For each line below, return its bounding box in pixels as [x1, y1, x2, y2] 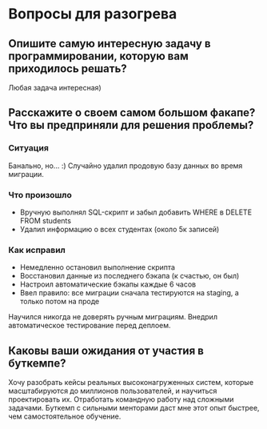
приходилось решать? [8, 62, 128, 75]
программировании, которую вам [8, 49, 189, 62]
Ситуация [8, 142, 50, 154]
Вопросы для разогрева [8, 5, 177, 23]
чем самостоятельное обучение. [8, 411, 122, 421]
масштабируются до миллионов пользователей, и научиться [8, 386, 217, 396]
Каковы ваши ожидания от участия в [8, 343, 204, 357]
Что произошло [8, 189, 72, 200]
